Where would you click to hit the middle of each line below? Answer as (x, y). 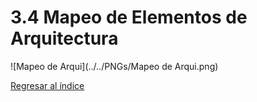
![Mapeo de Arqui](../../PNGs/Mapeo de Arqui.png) (114, 66)
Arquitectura (64, 38)
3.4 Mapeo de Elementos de (129, 17)
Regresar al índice (47, 85)
